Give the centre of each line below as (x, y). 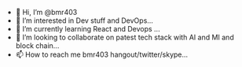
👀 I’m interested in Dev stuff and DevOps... (84, 20)
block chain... (37, 46)
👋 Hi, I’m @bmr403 (46, 12)
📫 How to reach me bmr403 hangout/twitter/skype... (102, 54)
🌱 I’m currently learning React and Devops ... (88, 29)
